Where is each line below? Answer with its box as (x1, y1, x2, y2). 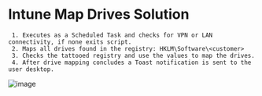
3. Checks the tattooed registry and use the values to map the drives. (11, 52, 256, 59)
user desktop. (8, 65, 55, 73)
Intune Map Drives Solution (8, 5, 190, 23)
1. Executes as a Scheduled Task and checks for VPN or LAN (11, 31, 213, 39)
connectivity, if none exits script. (8, 37, 132, 46)
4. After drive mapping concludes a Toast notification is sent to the (11, 59, 252, 66)
